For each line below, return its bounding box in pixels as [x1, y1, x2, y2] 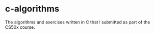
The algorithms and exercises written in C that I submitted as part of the [5, 19, 151, 25]
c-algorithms [5, 3, 60, 14]
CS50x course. [5, 24, 35, 30]
